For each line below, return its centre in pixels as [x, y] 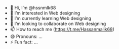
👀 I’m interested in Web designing [45, 13]
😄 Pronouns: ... [26, 36]
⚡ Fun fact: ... [24, 42]
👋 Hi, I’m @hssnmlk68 [33, 8]
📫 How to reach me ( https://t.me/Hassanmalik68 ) [62, 29]
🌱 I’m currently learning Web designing [51, 18]
